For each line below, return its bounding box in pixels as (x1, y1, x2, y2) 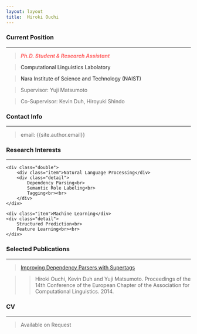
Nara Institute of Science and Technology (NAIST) (20, 75, 142, 82)
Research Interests (6, 146, 62, 154)
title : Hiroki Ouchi (6, 14, 59, 20)
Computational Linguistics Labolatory (20, 63, 111, 70)
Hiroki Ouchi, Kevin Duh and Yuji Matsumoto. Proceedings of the (35, 275, 191, 282)
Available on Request (20, 321, 72, 328)
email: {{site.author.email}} (20, 131, 86, 139)
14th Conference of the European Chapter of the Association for (35, 281, 190, 288)
